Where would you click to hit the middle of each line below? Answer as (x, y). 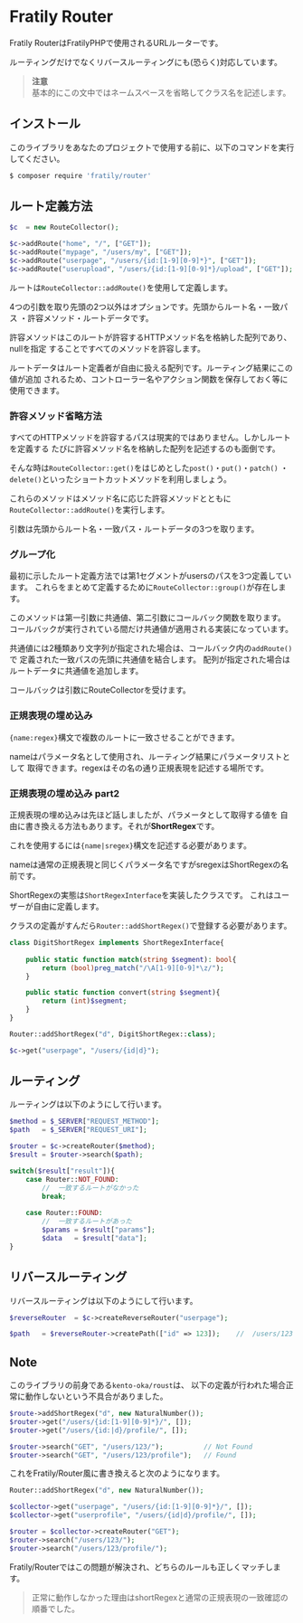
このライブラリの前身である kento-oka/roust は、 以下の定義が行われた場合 (148, 1385)
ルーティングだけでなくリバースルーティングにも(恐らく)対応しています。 (146, 61)
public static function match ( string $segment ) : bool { (131, 959)
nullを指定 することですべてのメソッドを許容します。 (107, 348)
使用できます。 (37, 390)
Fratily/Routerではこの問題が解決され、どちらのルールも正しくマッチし (142, 1567)
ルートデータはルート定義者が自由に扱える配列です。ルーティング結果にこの (151, 367)
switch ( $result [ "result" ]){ (62, 1171)
